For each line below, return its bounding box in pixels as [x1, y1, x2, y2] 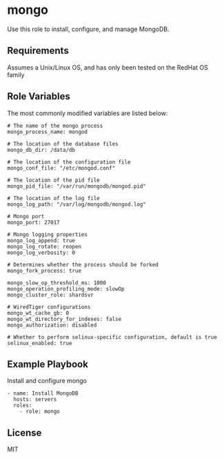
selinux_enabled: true [7, 340, 72, 346]
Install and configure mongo [7, 377, 88, 385]
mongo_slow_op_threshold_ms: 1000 [7, 279, 107, 286]
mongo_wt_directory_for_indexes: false [7, 315, 122, 322]
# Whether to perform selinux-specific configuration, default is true [7, 333, 217, 340]
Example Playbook [7, 358, 88, 370]
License [7, 427, 42, 438]
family [7, 70, 25, 79]
